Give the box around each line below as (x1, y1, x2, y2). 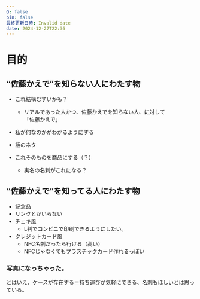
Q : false (6, 8, 28, 15)
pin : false (6, 14, 34, 20)
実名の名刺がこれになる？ (23, 167, 87, 174)
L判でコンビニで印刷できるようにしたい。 (23, 225, 127, 233)
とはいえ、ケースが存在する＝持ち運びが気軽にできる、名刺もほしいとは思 (6, 279, 190, 286)
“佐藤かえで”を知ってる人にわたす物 (6, 186, 140, 196)
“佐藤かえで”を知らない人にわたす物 (6, 78, 141, 89)
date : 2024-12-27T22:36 (6, 25, 66, 32)
